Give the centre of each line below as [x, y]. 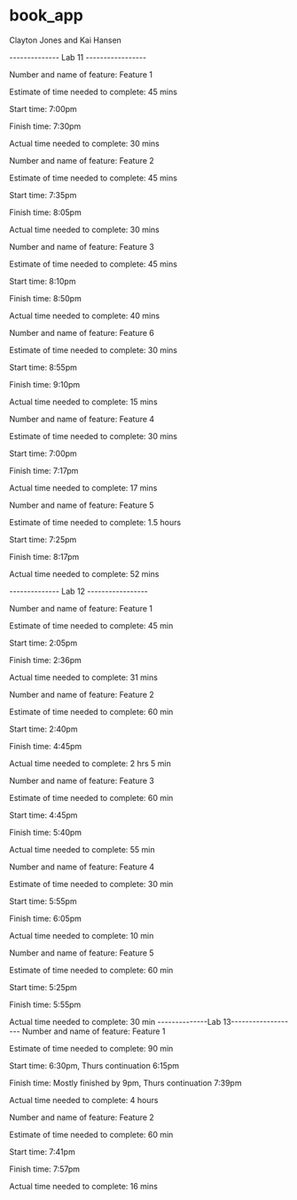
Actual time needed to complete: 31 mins [83, 677]
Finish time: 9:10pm [45, 384]
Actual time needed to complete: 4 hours [84, 1100]
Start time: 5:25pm [43, 987]
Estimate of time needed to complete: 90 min [91, 1048]
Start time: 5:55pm [43, 901]
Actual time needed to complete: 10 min [82, 935]
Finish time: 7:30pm [45, 126]
